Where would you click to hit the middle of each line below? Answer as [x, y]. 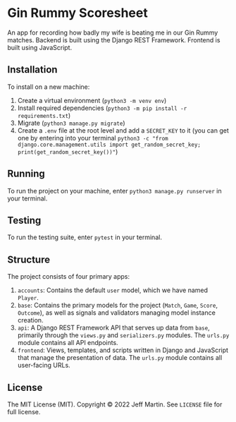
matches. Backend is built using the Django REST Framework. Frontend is [114, 40]
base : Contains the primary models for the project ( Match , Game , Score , [118, 306]
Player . [28, 298]
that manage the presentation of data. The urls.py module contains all [120, 358]
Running [26, 174]
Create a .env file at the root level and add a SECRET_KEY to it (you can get [123, 130]
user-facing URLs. [44, 366]
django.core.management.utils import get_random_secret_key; [109, 145]
